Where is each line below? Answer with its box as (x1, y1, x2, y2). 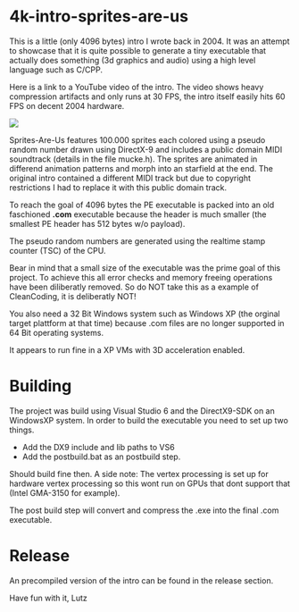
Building (9, 376, 72, 397)
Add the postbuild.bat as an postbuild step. (21, 451, 181, 462)
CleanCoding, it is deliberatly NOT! (9, 290, 137, 301)
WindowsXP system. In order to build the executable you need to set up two (9, 415, 288, 425)
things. (9, 424, 35, 435)
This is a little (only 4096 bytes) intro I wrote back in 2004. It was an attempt (9, 36, 290, 46)
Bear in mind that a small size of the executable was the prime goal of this (9, 262, 281, 273)
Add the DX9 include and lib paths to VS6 (21, 441, 176, 452)
